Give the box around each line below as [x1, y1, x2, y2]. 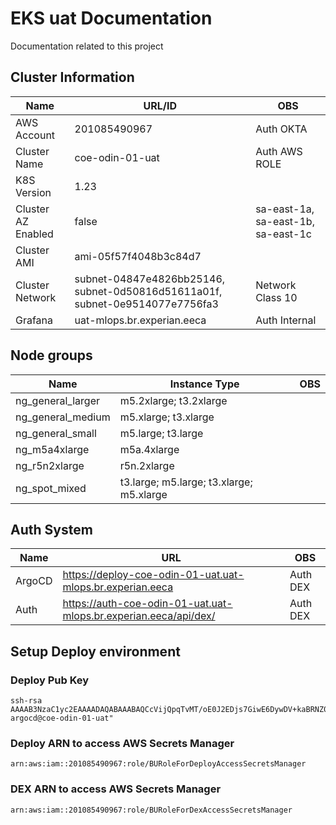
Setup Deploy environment [10, 643, 181, 660]
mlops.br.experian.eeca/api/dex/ [62, 609, 216, 623]
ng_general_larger [15, 393, 100, 407]
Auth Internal [255, 313, 317, 327]
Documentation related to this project [10, 40, 164, 52]
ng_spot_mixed [15, 481, 87, 495]
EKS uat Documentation [10, 7, 213, 30]
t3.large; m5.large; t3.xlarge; [119, 475, 253, 489]
